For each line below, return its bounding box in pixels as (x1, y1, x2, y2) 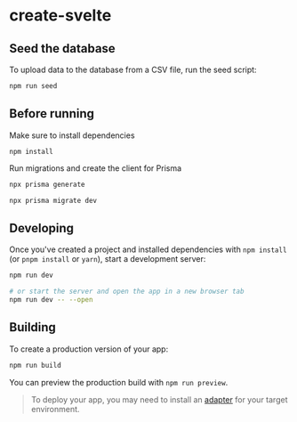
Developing (9, 220, 74, 236)
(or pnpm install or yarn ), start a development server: (9, 254, 206, 264)
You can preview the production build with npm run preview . (9, 377, 229, 387)
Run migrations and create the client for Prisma (9, 162, 182, 174)
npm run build (9, 361, 62, 369)
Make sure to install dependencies (9, 130, 135, 141)
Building (9, 320, 56, 335)
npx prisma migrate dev (9, 196, 98, 205)
